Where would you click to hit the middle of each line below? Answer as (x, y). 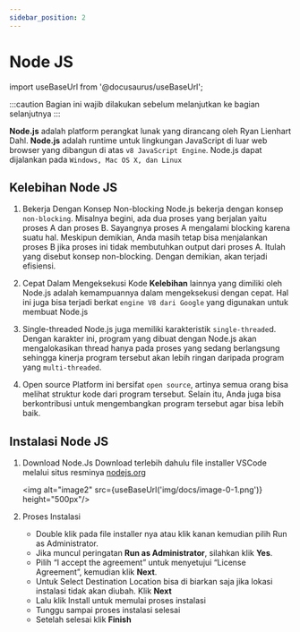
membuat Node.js (55, 312)
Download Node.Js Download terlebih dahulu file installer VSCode (144, 463)
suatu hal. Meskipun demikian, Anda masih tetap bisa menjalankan (145, 237)
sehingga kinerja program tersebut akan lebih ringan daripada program (153, 358)
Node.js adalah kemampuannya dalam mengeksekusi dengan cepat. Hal (155, 293)
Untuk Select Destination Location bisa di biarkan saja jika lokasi (154, 582)
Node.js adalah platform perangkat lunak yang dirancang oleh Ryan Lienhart (150, 131)
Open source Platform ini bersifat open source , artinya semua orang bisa (155, 385)
